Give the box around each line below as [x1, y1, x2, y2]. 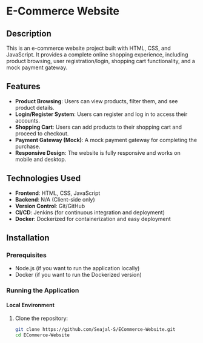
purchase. [15, 143, 41, 150]
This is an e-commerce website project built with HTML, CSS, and [6, 44, 171, 52]
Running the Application [6, 287, 79, 295]
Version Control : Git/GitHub [15, 202, 85, 209]
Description [6, 29, 52, 39]
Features [6, 81, 41, 92]
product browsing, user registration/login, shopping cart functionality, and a [6, 58, 196, 64]
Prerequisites [6, 251, 47, 259]
